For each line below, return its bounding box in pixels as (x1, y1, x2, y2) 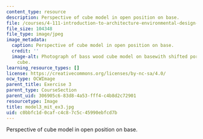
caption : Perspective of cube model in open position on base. (11, 43, 174, 49)
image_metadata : (6, 37, 47, 43)
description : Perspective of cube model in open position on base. (6, 14, 180, 20)
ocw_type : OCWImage (6, 76, 56, 82)
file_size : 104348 (6, 25, 53, 32)
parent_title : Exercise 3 (6, 82, 71, 88)
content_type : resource (6, 8, 66, 15)
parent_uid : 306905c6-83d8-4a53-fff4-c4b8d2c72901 (6, 93, 137, 99)
